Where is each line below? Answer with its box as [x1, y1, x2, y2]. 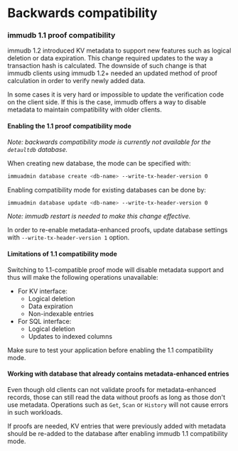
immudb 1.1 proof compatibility [7, 31, 116, 40]
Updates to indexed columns [28, 332, 112, 340]
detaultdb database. [7, 145, 68, 153]
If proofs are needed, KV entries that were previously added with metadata [7, 421, 226, 430]
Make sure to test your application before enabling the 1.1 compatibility [7, 346, 214, 354]
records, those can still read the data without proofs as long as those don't [7, 393, 226, 401]
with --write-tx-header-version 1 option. [7, 233, 130, 242]
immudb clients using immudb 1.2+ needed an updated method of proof [7, 69, 218, 77]
